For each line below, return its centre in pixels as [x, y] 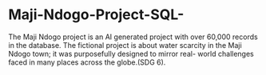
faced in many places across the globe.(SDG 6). [87, 62]
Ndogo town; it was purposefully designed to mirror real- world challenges [131, 53]
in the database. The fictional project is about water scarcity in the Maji [125, 45]
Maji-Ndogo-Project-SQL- [96, 15]
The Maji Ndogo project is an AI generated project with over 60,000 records [133, 37]
